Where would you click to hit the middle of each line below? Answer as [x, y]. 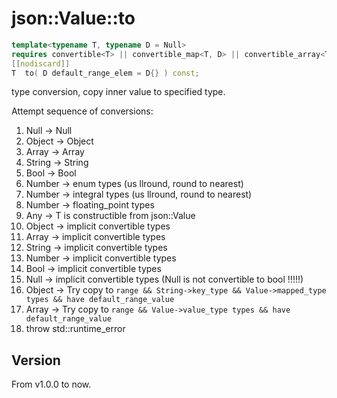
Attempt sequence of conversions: [82, 111]
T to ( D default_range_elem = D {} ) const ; [105, 73]
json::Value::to [73, 18]
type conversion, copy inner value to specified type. [118, 92]
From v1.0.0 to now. [51, 384]
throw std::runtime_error [75, 329]
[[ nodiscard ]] [41, 63]
